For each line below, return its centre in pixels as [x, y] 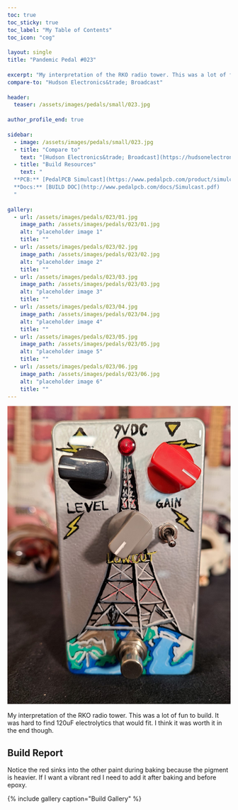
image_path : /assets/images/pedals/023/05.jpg [90, 344]
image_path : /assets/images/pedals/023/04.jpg [90, 314]
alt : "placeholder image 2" [61, 262]
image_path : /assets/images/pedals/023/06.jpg [90, 374]
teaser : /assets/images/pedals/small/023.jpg [82, 105]
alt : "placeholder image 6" [61, 382]
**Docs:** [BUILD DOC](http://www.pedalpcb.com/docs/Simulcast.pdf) [117, 187]
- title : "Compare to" [47, 150]
